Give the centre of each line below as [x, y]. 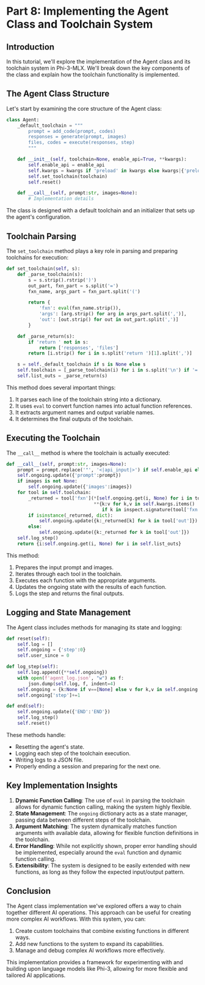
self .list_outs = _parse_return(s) [63, 376]
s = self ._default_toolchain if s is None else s [82, 365]
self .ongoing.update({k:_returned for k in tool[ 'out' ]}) [114, 533]
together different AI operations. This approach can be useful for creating [99, 912]
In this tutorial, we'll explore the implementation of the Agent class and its [99, 62]
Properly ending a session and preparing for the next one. [88, 766]
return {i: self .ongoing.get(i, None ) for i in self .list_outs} [99, 544]
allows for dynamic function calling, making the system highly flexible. [103, 807]
